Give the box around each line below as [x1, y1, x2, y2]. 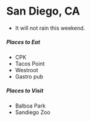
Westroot [15, 66, 38, 73]
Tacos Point [15, 59, 45, 67]
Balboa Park [15, 102, 46, 109]
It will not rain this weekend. [15, 24, 86, 32]
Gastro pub [15, 73, 44, 80]
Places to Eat [6, 38, 41, 46]
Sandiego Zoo [15, 108, 50, 116]
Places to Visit [6, 87, 44, 94]
